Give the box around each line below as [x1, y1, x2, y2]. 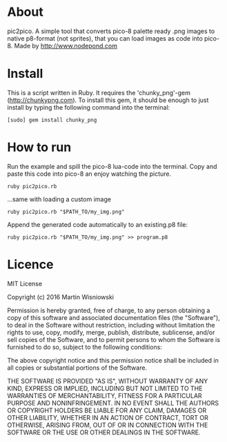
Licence [7, 257, 54, 272]
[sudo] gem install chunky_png [7, 117, 97, 123]
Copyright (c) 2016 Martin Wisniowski [7, 292, 114, 301]
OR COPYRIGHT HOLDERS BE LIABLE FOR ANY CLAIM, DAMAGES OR [7, 406, 207, 414]
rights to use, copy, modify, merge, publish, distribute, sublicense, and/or [7, 328, 215, 336]
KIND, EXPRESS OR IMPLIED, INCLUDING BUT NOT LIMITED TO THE [7, 384, 203, 392]
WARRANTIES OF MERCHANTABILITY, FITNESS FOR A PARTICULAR [7, 391, 202, 400]
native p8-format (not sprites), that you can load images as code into [7, 34, 204, 42]
